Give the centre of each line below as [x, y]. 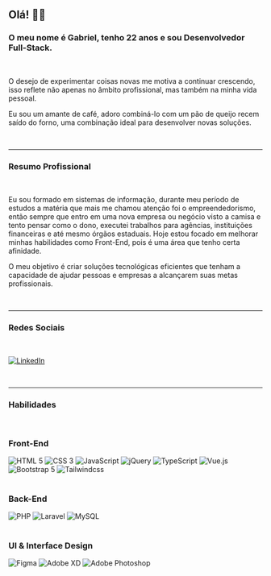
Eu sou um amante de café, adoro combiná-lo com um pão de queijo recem [134, 114]
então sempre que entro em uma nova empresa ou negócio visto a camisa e [135, 216]
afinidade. [25, 251]
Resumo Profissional [50, 166]
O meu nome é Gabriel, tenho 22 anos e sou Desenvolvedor [127, 38]
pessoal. [23, 98]
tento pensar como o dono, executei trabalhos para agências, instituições [130, 225]
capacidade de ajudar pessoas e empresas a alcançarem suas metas [123, 275]
